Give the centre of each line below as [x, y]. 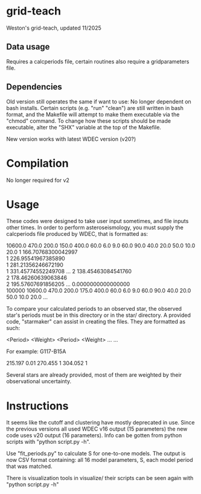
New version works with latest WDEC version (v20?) [71, 139]
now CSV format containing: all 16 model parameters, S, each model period [100, 460]
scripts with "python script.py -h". [48, 442]
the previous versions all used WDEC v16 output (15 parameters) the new [97, 429]
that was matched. [29, 466]
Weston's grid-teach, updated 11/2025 [54, 28]
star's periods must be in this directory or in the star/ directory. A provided [99, 315]
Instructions [37, 406]
